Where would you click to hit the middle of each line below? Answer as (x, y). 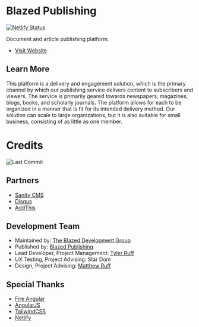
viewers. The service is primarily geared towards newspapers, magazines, (97, 96)
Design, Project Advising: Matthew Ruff (63, 266)
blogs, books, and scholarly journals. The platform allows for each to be (94, 102)
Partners (23, 180)
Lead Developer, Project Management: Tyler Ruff (75, 253)
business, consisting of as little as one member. (64, 121)
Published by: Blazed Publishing (54, 247)
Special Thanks (35, 284)
